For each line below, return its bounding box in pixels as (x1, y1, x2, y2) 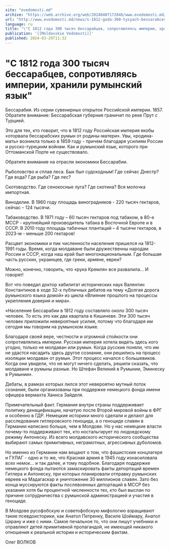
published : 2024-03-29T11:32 (5, 36, 67, 41)
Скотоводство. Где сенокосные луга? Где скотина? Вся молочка (5, 184, 146, 190)
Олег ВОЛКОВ (5, 539, 36, 545)
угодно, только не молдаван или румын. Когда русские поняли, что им (5, 344, 159, 350)
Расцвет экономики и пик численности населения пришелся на (5, 240, 144, 246)
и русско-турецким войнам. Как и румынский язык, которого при (5, 143, 148, 150)
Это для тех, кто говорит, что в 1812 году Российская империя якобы (5, 127, 154, 133)
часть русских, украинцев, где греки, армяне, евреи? (5, 256, 122, 262)
